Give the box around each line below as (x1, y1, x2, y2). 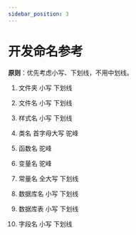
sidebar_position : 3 (8, 10, 70, 18)
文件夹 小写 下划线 (18, 83, 73, 92)
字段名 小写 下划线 (18, 219, 73, 228)
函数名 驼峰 (18, 144, 52, 152)
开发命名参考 (8, 43, 84, 59)
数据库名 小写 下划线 (18, 189, 79, 198)
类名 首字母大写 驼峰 (18, 129, 79, 137)
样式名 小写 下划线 (18, 113, 73, 122)
